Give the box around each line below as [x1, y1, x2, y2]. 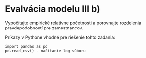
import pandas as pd [5, 44, 48, 49]
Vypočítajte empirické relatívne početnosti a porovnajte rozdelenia [5, 20, 141, 26]
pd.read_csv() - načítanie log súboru [5, 48, 86, 53]
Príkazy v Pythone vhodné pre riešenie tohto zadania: [5, 34, 116, 40]
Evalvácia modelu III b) [5, 3, 101, 15]
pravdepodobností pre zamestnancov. [5, 25, 83, 30]
